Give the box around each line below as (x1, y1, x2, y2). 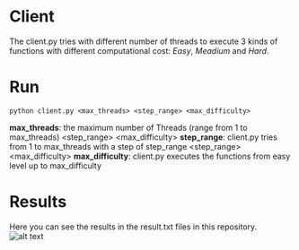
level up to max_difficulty (9, 159, 101, 171)
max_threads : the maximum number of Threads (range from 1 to (9, 122, 249, 133)
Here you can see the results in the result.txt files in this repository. (9, 221, 258, 232)
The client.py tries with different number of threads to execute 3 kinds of (9, 36, 278, 47)
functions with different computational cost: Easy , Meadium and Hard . (9, 45, 269, 56)
